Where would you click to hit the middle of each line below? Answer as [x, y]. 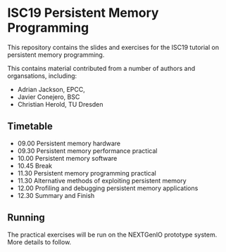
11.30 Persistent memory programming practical [87, 173]
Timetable [30, 127]
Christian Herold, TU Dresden [60, 104]
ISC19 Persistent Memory [83, 13]
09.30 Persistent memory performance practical [87, 151]
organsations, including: [42, 76]
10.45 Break [35, 166]
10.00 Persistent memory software [67, 158]
